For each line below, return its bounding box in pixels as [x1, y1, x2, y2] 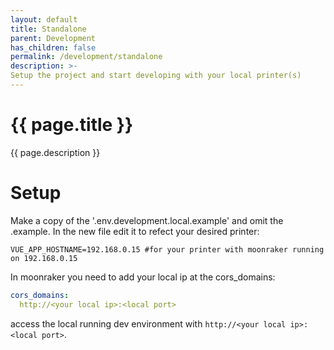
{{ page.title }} [10, 114, 134, 136]
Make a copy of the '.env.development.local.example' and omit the [10, 214, 284, 226]
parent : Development [10, 33, 97, 43]
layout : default [10, 14, 78, 25]
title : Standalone [10, 24, 87, 34]
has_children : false [10, 42, 97, 53]
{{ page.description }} [10, 146, 101, 158]
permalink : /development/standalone [10, 52, 163, 62]
